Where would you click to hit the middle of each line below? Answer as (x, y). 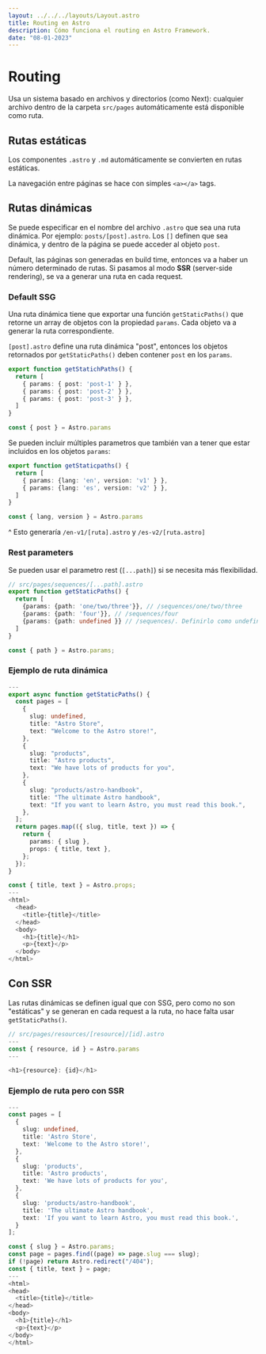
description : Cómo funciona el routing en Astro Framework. (110, 30)
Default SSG (32, 296)
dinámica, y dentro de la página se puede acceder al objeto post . (114, 244)
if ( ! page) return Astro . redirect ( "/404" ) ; (81, 1262)
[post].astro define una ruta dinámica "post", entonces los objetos (118, 346)
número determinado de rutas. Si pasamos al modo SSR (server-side (120, 268)
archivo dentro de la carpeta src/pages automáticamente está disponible (126, 107)
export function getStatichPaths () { (70, 369)
